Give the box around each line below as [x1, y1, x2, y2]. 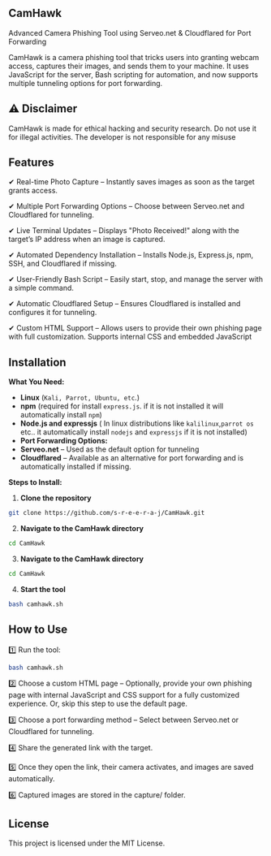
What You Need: [8, 377, 65, 387]
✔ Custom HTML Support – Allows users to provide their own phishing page [8, 323, 262, 333]
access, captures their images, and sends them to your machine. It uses [8, 61, 249, 71]
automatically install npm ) [19, 410, 103, 420]
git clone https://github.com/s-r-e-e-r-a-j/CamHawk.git [8, 509, 205, 517]
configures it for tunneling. [8, 308, 97, 318]
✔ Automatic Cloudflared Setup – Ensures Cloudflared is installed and [8, 299, 241, 309]
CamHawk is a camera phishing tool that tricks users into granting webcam [8, 52, 260, 62]
